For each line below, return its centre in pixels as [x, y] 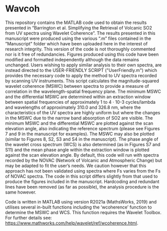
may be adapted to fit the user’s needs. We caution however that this [76, 166]
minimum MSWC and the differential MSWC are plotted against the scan [79, 123]
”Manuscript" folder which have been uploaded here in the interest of [77, 43]
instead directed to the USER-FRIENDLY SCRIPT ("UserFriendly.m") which [81, 70]
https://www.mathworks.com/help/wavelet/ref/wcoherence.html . [72, 223]
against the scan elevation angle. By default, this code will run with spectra [82, 155]
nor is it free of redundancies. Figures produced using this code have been [82, 54]
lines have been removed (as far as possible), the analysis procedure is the [82, 187]
